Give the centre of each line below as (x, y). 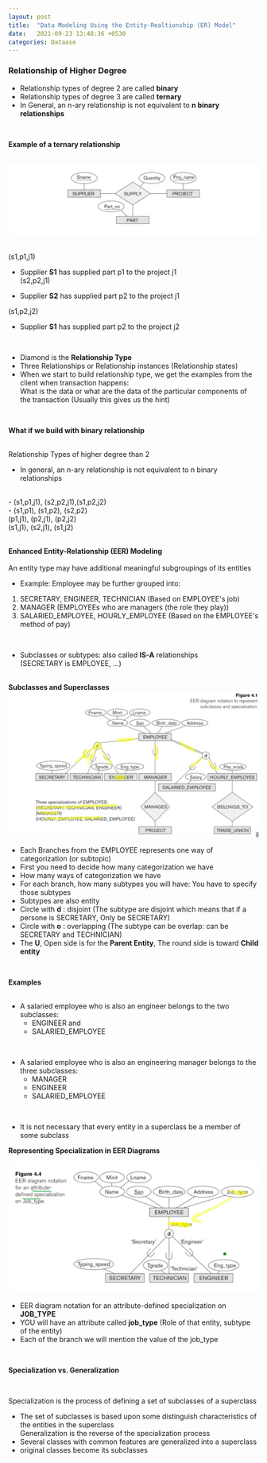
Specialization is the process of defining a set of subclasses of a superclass (132, 1401)
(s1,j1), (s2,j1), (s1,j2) (41, 527)
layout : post (30, 17)
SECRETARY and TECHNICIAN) (71, 935)
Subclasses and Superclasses (59, 687)
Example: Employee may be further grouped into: (100, 583)
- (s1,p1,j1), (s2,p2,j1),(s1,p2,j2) (58, 501)
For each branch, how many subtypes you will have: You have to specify (138, 884)
